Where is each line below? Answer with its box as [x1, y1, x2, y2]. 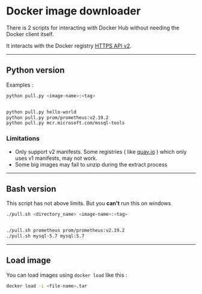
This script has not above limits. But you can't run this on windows [6, 200, 171, 207]
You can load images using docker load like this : [6, 271, 127, 278]
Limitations [6, 134, 40, 142]
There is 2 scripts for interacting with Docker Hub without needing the [6, 24, 180, 31]
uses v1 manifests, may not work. [14, 155, 98, 162]
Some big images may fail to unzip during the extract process [14, 161, 168, 168]
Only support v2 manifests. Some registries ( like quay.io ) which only [14, 148, 187, 155]
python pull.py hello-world [6, 109, 77, 115]
